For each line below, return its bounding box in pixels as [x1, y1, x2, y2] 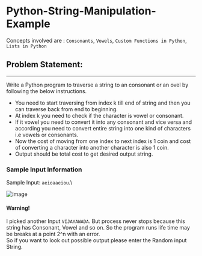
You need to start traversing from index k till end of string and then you [14, 99, 191, 106]
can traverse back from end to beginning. [14, 105, 118, 112]
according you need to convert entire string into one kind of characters [14, 124, 191, 132]
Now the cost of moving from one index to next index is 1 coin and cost [14, 137, 191, 145]
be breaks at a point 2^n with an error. [6, 230, 100, 238]
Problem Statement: [6, 59, 83, 70]
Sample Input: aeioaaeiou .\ [6, 179, 73, 186]
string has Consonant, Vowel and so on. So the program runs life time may [6, 224, 191, 231]
